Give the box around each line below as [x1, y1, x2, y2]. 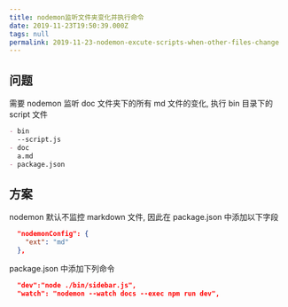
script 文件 [9, 109, 49, 120]
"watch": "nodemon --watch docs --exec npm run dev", [17, 289, 220, 298]
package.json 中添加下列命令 [9, 263, 115, 273]
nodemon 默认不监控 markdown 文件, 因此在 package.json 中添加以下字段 [9, 212, 279, 223]
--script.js [17, 135, 62, 144]
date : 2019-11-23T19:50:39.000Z [9, 21, 128, 30]
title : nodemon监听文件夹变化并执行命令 [9, 12, 144, 22]
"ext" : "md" [25, 238, 69, 247]
